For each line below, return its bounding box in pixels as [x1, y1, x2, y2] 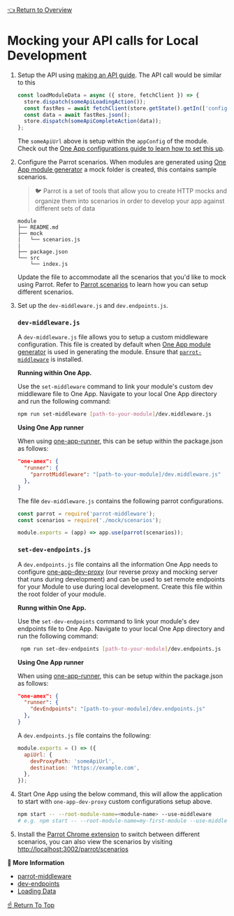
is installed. [50, 355, 84, 364]
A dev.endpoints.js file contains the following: [17, 731, 152, 740]
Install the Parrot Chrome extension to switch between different [17, 830, 200, 838]
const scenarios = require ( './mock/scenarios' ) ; [17, 516, 162, 523]
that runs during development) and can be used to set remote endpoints [17, 575, 226, 583]
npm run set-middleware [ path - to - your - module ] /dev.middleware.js [17, 411, 212, 418]
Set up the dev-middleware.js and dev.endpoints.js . [17, 302, 169, 310]
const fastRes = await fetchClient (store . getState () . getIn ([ [24, 104, 206, 112]
